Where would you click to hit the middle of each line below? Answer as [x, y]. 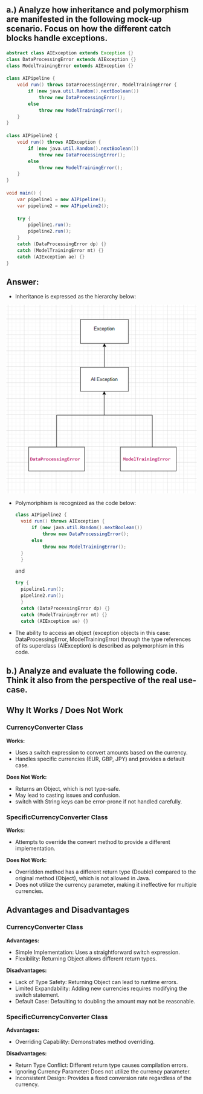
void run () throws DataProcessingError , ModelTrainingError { [97, 85]
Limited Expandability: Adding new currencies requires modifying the [101, 988]
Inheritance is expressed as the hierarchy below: [76, 297]
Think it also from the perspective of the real [92, 680]
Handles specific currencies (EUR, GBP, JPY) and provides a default [100, 759]
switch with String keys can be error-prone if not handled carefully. [98, 801]
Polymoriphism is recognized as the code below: [76, 503]
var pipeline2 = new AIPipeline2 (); [63, 206]
